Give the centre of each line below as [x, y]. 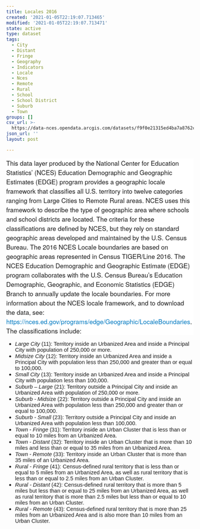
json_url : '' [22, 134]
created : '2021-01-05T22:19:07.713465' [56, 17]
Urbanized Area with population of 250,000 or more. [77, 392]
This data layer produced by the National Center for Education [93, 163]
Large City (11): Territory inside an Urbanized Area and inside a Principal [102, 344]
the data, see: [25, 312]
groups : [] [20, 117]
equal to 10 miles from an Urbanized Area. [66, 435]
